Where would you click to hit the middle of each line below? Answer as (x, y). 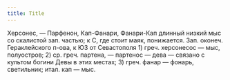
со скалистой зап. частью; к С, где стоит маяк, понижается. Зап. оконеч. (115, 40)
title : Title (26, 13)
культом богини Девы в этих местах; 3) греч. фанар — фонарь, (101, 62)
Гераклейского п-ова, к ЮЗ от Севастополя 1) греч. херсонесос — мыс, (114, 47)
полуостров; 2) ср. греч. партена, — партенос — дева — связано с (106, 55)
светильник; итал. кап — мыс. (51, 69)
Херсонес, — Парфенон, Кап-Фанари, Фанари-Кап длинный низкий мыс (114, 33)
